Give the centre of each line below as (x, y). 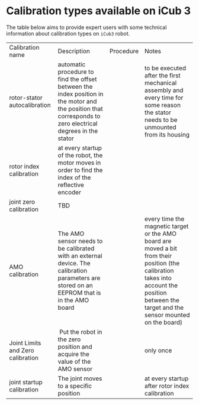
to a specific (75, 385)
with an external (80, 255)
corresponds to (79, 116)
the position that (80, 109)
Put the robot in (81, 332)
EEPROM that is (79, 293)
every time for (164, 98)
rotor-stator (26, 98)
